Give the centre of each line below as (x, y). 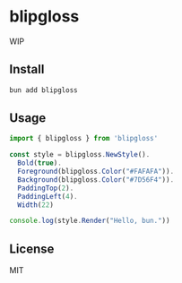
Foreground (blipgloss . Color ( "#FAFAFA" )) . (96, 172)
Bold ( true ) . (40, 163)
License (32, 249)
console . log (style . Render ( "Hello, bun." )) (90, 221)
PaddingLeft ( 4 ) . (48, 196)
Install (27, 69)
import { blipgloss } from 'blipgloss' (84, 139)
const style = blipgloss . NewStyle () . (80, 155)
